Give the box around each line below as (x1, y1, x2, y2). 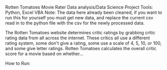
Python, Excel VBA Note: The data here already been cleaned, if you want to (5, 9, 162, 15)
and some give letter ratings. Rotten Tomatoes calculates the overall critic (5, 46, 156, 51)
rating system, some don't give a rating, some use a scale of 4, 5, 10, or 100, (5, 40, 162, 46)
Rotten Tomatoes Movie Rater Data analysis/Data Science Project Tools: (5, 4, 153, 10)
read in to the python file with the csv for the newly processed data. (5, 20, 145, 26)
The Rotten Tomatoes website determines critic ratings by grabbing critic (5, 30, 156, 35)
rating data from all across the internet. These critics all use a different (5, 35, 150, 41)
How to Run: (5, 61, 31, 66)
